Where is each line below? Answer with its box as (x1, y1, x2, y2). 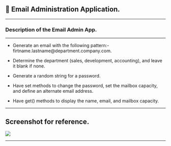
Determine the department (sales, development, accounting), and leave (12, 58, 163, 64)
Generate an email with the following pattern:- (12, 43, 109, 49)
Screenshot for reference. (5, 117, 90, 126)
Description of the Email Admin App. (5, 26, 97, 33)
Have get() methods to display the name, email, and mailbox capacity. (12, 98, 159, 104)
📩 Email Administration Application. (5, 5, 121, 14)
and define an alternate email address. (12, 88, 94, 94)
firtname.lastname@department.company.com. (12, 48, 112, 54)
